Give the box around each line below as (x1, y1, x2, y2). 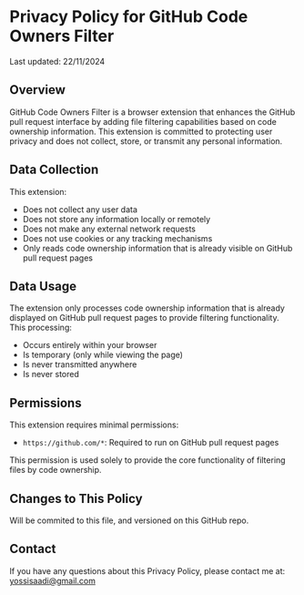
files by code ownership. (9, 465, 102, 476)
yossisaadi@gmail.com (9, 575, 96, 586)
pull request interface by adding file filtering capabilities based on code (9, 116, 278, 127)
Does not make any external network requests (22, 223, 196, 234)
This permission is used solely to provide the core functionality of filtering (9, 455, 286, 466)
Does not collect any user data (22, 203, 138, 215)
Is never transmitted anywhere (22, 359, 137, 370)
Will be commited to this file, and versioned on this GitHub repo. (9, 515, 249, 526)
